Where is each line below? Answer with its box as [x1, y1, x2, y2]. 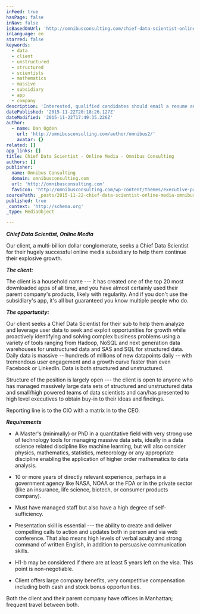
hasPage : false [6, 14, 44, 20]
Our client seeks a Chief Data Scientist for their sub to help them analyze [6, 320, 185, 328]
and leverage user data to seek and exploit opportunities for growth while [6, 326, 186, 334]
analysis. [14, 462, 37, 469]
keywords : [6, 42, 31, 48]
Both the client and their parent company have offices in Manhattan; [6, 595, 173, 602]
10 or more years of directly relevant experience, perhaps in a [14, 474, 166, 481]
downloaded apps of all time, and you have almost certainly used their [6, 285, 179, 292]
